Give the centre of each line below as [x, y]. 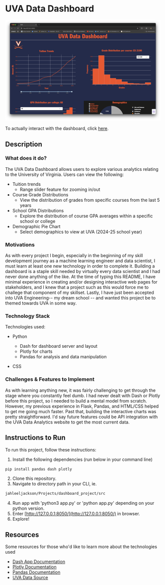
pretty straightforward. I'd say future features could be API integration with [82, 417]
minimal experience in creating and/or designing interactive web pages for [81, 282]
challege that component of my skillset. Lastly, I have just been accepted [80, 292]
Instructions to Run [35, 438]
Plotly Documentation [34, 567]
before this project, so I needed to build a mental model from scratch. [76, 401]
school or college [38, 221]
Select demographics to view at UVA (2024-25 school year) [81, 232]
